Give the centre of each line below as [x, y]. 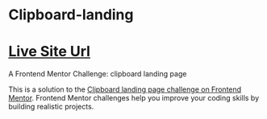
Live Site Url [50, 52]
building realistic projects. [51, 107]
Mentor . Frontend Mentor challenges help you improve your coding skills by [134, 98]
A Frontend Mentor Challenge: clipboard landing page [98, 74]
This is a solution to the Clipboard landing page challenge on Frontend [125, 89]
